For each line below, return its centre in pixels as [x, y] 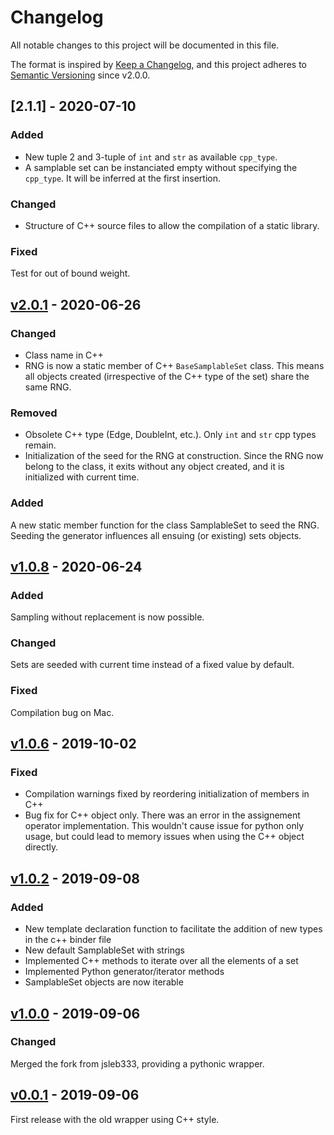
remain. [40, 445]
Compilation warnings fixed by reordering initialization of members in [167, 794]
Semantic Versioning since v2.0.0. [80, 75]
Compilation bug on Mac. [62, 712]
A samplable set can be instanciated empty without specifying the [161, 167]
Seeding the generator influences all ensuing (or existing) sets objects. [156, 535]
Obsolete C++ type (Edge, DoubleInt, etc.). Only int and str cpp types [170, 435]
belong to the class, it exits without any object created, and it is [154, 467]
